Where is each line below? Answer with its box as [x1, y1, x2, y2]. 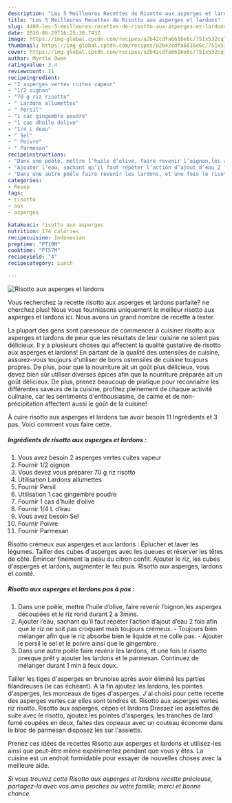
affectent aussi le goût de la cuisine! [45, 399, 147, 408]
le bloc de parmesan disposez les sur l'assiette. [8, 726, 143, 734]
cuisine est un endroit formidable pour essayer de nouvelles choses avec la [8, 753, 222, 762]
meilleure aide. [8, 761, 50, 769]
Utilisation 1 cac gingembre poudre [17, 490, 117, 498]
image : [8, 36, 27, 43]
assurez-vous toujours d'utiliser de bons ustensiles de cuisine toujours [8, 355, 209, 364]
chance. [8, 789, 32, 797]
